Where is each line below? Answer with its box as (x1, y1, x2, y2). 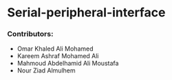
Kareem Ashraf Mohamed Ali (17, 52, 99, 60)
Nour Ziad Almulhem (17, 66, 76, 75)
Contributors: (7, 29, 54, 39)
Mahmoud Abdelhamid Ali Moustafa (17, 59, 119, 68)
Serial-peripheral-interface (7, 5, 166, 21)
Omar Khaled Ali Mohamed (17, 44, 94, 53)
